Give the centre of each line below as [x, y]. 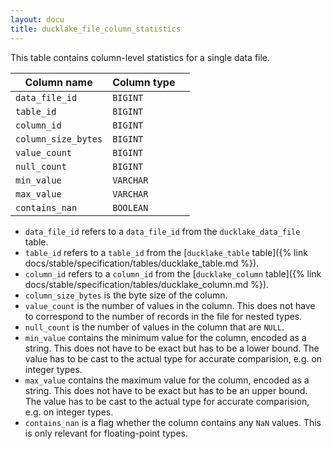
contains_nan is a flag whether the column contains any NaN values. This [173, 422]
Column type [144, 82]
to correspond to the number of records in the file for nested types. [163, 316]
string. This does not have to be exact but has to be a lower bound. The [172, 348]
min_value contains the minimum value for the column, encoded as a [165, 337]
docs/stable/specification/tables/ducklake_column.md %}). [147, 284]
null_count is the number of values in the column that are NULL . [154, 327]
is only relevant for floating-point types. [106, 433]
